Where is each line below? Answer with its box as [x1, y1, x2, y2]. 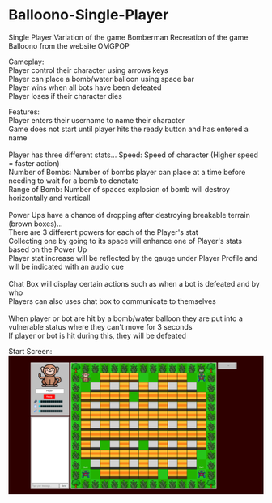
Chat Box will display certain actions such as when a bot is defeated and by [8, 279, 261, 288]
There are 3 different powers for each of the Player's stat [8, 227, 198, 237]
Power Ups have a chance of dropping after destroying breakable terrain [8, 210, 251, 220]
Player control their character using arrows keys [8, 65, 168, 75]
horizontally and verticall [8, 193, 91, 202]
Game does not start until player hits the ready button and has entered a [8, 124, 249, 134]
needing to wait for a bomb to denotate [8, 176, 139, 185]
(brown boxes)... [8, 219, 63, 228]
